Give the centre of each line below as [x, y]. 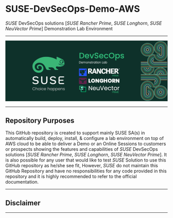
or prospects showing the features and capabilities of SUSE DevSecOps [82, 149]
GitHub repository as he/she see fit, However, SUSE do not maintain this [82, 166]
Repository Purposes [40, 120]
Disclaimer [23, 203]
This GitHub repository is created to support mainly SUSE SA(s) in [75, 133]
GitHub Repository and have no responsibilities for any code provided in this [86, 171]
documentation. [22, 182]
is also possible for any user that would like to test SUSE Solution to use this [86, 160]
